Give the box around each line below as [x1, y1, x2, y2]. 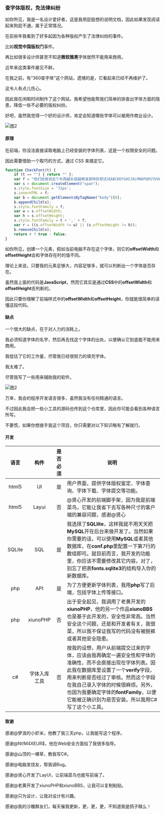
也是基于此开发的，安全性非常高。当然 [67, 613, 156, 620]
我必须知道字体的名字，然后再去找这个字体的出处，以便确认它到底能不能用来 [5, 336, 160, 342]
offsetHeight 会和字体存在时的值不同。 [5, 252, 83, 258]
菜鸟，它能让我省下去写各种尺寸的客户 [67, 504, 156, 511]
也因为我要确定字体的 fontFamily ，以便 [67, 689, 157, 696]
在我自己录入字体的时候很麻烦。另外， [67, 681, 156, 688]
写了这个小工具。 [67, 704, 107, 710]
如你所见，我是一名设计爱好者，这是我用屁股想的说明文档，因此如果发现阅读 [5, 16, 160, 23]
